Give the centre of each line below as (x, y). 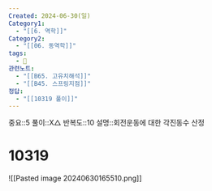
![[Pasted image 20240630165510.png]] (75, 178)
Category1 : (27, 23)
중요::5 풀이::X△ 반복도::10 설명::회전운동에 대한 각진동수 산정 (106, 123)
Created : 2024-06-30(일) (50, 16)
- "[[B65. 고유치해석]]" (54, 76)
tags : (17, 53)
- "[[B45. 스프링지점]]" (54, 83)
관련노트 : (22, 69)
